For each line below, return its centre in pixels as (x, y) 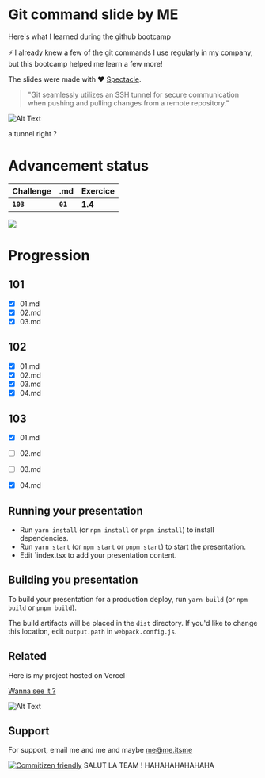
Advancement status (78, 166)
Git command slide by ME (93, 15)
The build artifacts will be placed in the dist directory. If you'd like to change (133, 623)
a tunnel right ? (33, 133)
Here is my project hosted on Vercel (66, 675)
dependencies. (44, 538)
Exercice (98, 190)
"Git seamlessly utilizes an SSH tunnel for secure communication (133, 94)
